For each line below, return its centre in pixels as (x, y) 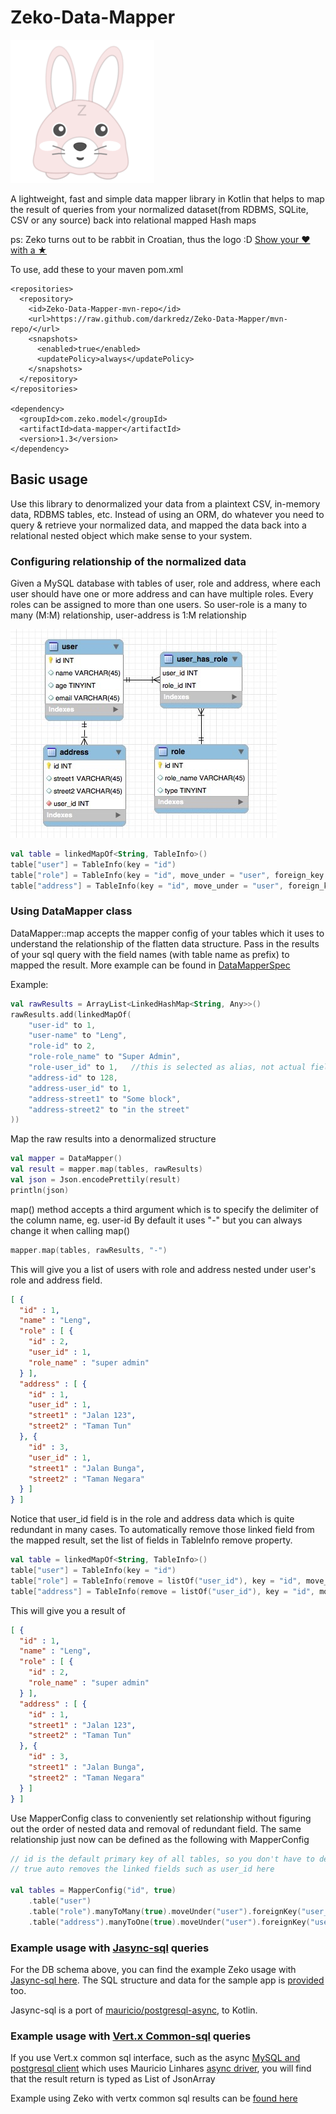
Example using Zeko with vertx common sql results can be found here (154, 2098)
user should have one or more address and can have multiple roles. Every (162, 594)
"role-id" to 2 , (62, 1046)
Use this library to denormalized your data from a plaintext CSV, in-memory (165, 503)
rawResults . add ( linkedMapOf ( (71, 1014)
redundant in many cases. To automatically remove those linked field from (162, 1530)
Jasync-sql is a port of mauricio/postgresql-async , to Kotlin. (134, 2010)
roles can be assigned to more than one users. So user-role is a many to (159, 605)
